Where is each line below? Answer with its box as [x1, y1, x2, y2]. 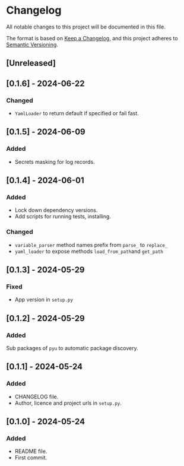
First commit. [14, 454, 47, 461]
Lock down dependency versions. [14, 207, 98, 214]
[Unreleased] [6, 58, 56, 68]
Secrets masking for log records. [14, 158, 95, 165]
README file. [14, 448, 47, 455]
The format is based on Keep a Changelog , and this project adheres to [6, 34, 178, 42]
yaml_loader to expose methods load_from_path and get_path [14, 248, 163, 255]
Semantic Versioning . [6, 41, 58, 48]
